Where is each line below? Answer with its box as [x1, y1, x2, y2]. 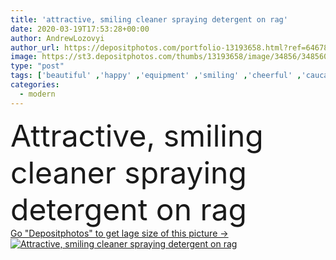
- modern [19, 89, 56, 99]
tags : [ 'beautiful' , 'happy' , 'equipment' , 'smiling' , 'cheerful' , [10, 71, 302, 81]
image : [10, 52, 38, 62]
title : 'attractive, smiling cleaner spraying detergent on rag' [10, 14, 288, 25]
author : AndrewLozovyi [10, 33, 105, 43]
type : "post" [10, 61, 65, 71]
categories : [10, 80, 60, 90]
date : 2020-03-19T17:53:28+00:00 [10, 24, 150, 34]
